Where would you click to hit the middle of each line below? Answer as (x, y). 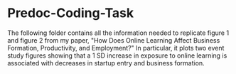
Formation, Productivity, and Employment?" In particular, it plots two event (116, 48)
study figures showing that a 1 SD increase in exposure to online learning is (117, 55)
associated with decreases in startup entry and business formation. (106, 63)
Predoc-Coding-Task (70, 13)
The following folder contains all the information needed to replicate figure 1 (118, 33)
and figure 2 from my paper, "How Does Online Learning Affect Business (114, 40)
